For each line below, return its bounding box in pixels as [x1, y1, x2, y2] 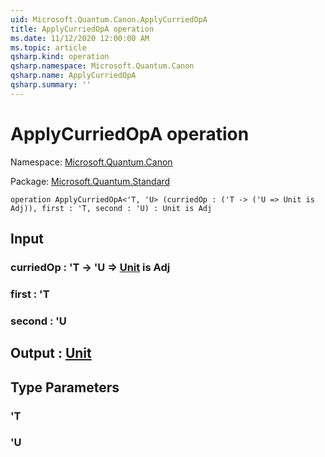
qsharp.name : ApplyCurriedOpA [10, 71, 137, 81]
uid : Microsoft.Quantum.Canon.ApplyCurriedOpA [10, 14, 208, 25]
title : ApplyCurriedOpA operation [10, 24, 155, 34]
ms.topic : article [10, 42, 87, 53]
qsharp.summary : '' [10, 80, 92, 90]
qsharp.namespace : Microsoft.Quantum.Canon [10, 61, 195, 71]
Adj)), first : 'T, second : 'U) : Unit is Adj [10, 203, 213, 213]
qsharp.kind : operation [10, 52, 110, 62]
